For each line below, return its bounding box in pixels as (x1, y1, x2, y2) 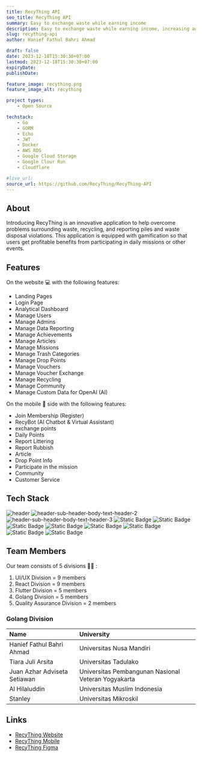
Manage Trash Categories (14, 350, 80, 357)
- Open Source (17, 103, 52, 109)
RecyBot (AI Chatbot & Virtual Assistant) (14, 418, 114, 426)
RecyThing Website (14, 730, 63, 738)
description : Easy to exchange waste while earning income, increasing (6, 25, 189, 32)
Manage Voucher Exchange (14, 369, 84, 377)
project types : (6, 98, 44, 104)
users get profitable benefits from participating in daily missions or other (6, 239, 186, 246)
